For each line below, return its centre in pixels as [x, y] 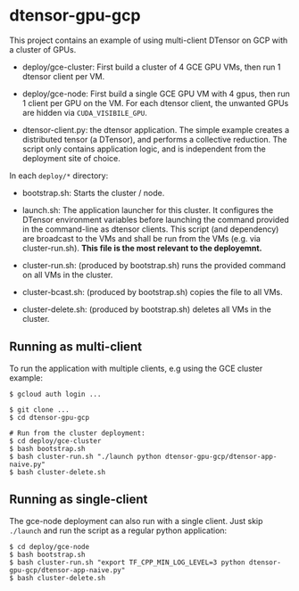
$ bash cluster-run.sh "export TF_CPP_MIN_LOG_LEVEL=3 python [127, 562]
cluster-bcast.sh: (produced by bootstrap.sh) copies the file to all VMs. [152, 291]
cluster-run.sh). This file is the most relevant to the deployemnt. [142, 248]
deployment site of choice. [71, 158]
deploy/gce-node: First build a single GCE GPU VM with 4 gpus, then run [156, 94]
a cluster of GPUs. [43, 49]
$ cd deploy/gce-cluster [55, 441]
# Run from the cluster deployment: [77, 433]
